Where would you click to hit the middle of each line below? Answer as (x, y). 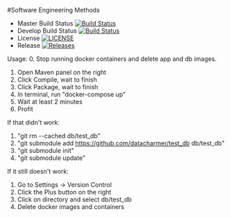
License (28, 38)
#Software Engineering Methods (54, 10)
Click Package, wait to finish (58, 87)
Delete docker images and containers (71, 207)
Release (28, 45)
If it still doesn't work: (38, 171)
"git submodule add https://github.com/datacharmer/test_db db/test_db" (121, 143)
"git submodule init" (46, 151)
